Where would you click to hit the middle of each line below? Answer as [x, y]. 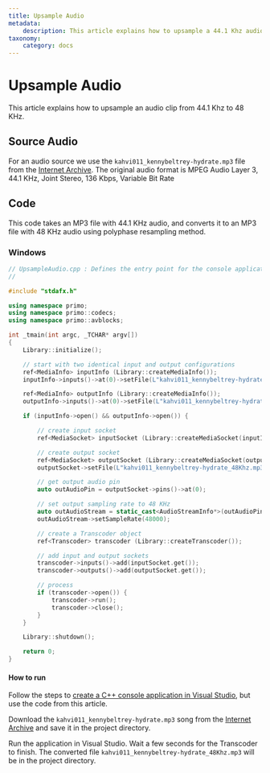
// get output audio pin [79, 482]
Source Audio [43, 142]
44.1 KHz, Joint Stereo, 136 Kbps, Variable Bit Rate [92, 178]
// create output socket [79, 453]
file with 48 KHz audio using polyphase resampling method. [107, 231]
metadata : [25, 23]
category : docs [48, 46]
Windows [27, 252]
